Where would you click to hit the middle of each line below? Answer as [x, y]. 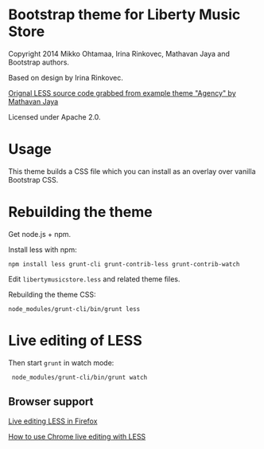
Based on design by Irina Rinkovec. [66, 77]
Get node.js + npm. [40, 234]
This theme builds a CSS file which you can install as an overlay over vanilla [132, 171]
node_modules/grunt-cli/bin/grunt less [74, 309]
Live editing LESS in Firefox [53, 421]
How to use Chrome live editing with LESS [77, 436]
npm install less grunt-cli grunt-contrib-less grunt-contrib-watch [124, 264]
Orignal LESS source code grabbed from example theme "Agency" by [122, 93]
